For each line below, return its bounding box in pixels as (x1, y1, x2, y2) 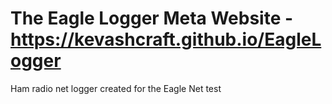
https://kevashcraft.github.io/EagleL (10, 28, 322, 51)
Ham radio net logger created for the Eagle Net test (10, 82, 222, 94)
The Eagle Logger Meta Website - (10, 7, 294, 30)
